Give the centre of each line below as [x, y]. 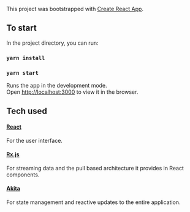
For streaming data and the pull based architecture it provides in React [95, 168]
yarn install [26, 58]
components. [23, 175]
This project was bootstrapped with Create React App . [75, 9]
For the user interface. [35, 140]
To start [21, 28]
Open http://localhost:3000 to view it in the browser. [72, 92]
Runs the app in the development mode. [57, 86]
